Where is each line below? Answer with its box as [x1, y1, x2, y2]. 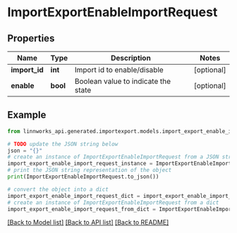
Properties [7, 32, 55, 44]
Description [110, 53, 152, 63]
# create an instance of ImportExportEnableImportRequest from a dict [7, 199, 219, 206]
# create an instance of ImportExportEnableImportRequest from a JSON [7, 153, 219, 160]
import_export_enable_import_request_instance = [7, 160, 153, 168]
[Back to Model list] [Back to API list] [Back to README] [7, 218, 169, 227]
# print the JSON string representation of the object [7, 167, 172, 174]
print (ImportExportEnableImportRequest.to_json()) [7, 173, 159, 180]
